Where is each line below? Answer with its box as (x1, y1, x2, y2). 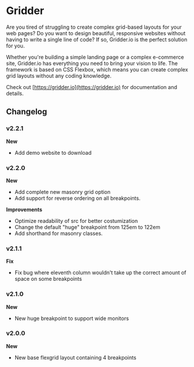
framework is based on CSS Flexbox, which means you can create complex (6, 66, 189, 73)
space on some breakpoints (14, 276, 82, 283)
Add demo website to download (14, 149, 92, 156)
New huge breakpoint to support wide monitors (14, 315, 129, 322)
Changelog (6, 107, 47, 117)
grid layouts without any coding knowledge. (6, 72, 112, 79)
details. (6, 90, 24, 97)
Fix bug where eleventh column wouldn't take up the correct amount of (14, 269, 186, 276)
